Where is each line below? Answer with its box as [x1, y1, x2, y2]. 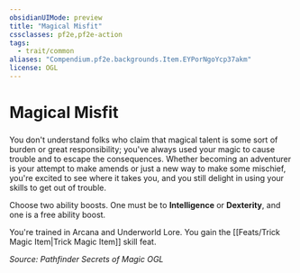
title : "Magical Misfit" [9, 22, 103, 31]
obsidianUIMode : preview [9, 13, 103, 23]
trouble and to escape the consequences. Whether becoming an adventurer [9, 153, 291, 164]
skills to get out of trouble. [9, 182, 106, 193]
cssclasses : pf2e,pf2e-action [9, 30, 123, 39]
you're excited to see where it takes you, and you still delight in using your [9, 172, 285, 183]
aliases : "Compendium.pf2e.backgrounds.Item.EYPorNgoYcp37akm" [9, 55, 252, 64]
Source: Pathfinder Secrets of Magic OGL [9, 253, 164, 264]
